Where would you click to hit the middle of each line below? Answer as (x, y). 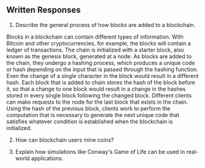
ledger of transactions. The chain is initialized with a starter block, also (95, 50)
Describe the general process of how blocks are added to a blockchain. (105, 25)
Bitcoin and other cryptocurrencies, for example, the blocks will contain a (99, 43)
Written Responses (43, 10)
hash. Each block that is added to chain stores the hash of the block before (101, 82)
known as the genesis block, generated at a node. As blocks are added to (99, 56)
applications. (47, 158)
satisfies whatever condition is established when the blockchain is (90, 121)
